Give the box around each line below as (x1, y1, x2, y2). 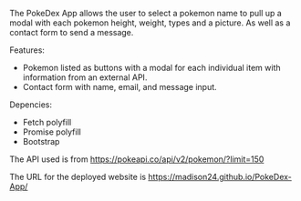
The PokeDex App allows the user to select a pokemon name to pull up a (9, 8, 283, 18)
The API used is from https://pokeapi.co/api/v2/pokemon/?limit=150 (9, 154, 265, 165)
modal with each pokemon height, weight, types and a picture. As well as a (9, 17, 291, 28)
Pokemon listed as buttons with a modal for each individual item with (22, 63, 281, 73)
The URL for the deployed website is (9, 172, 147, 182)
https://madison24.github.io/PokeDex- (148, 172, 292, 182)
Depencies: (9, 99, 53, 110)
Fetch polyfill (22, 117, 72, 127)
